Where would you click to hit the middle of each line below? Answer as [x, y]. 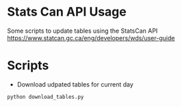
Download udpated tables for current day [75, 84]
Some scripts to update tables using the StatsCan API [82, 31]
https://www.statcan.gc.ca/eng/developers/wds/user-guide [91, 37]
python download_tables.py [45, 97]
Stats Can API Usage [67, 12]
